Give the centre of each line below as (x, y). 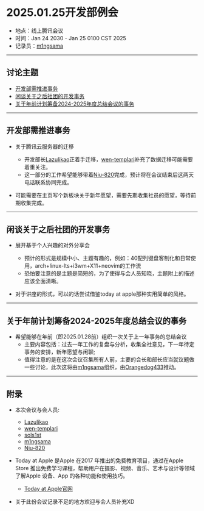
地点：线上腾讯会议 (39, 30)
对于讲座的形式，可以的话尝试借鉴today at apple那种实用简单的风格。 (102, 294)
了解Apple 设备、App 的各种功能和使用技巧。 (72, 476)
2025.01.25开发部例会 (62, 13)
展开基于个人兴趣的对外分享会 (52, 245)
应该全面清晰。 (43, 281)
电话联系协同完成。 (48, 182)
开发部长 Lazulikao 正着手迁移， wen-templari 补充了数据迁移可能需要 (108, 159)
